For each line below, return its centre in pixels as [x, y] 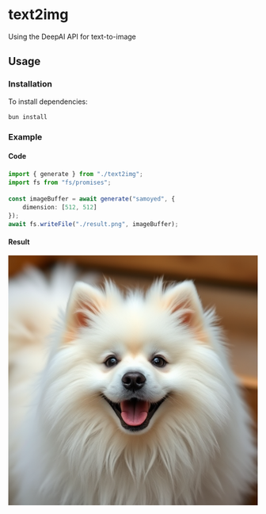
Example [25, 137]
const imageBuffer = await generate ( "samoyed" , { [92, 199]
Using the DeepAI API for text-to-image [72, 36]
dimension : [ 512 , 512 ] [60, 208]
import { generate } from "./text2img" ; [76, 174]
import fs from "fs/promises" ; [60, 182]
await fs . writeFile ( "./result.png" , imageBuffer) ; [93, 224]
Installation [30, 84]
